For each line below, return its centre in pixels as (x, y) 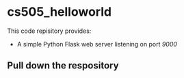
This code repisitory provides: (49, 31)
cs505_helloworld (59, 12)
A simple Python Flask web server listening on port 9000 (97, 44)
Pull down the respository (63, 66)
